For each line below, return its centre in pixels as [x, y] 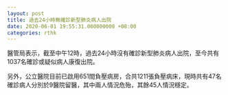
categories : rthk [32, 33]
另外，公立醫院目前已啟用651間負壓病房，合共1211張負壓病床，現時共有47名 [114, 76]
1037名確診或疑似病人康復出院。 [53, 62]
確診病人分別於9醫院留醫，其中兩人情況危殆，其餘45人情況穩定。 [100, 85]
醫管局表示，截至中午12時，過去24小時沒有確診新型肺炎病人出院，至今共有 [113, 53]
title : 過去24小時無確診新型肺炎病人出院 [59, 20]
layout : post [26, 13]
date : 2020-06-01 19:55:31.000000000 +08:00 [72, 26]
